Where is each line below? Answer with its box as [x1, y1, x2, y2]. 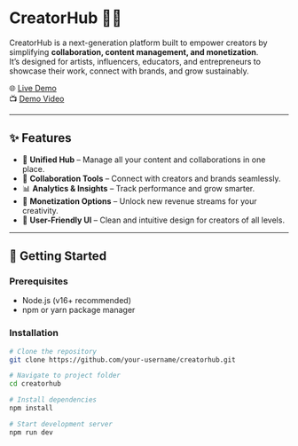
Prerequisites [9, 275, 68, 287]
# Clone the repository [9, 347, 98, 356]
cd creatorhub [9, 379, 62, 388]
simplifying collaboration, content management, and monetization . [9, 46, 259, 57]
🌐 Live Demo [9, 82, 58, 93]
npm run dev [9, 427, 53, 437]
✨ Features [9, 130, 72, 145]
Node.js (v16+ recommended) [21, 295, 131, 306]
